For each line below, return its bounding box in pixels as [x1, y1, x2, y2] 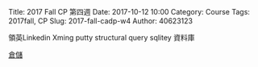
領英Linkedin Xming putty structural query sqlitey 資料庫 [8, 33, 195, 42]
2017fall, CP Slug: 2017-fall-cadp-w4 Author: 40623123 [8, 16, 193, 26]
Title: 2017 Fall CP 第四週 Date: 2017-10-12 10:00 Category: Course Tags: [8, 7, 250, 16]
